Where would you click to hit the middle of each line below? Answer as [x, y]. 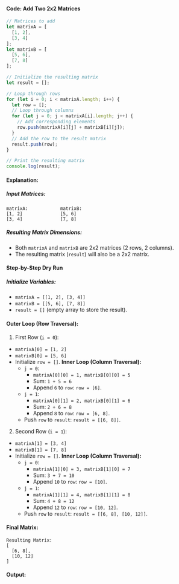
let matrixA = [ [27, 27]
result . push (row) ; [35, 144]
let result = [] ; [28, 83]
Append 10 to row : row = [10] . [70, 481]
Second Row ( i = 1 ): [41, 431]
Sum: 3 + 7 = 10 [54, 475]
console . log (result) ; [33, 166]
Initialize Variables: [31, 282]
